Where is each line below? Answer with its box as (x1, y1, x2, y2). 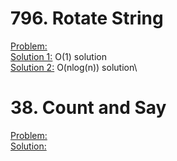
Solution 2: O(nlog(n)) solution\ (10, 61, 138, 73)
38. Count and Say (10, 97, 167, 119)
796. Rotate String (10, 7, 164, 30)
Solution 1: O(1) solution (10, 50, 107, 62)
